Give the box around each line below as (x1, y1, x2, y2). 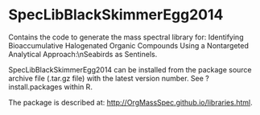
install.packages (8, 82, 63, 92)
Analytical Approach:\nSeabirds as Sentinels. (8, 49, 158, 59)
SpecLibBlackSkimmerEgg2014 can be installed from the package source (8, 64, 252, 74)
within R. (64, 82, 93, 92)
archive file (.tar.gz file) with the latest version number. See (8, 73, 204, 83)
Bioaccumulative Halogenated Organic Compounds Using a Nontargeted (8, 40, 250, 50)
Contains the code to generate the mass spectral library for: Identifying (8, 32, 244, 42)
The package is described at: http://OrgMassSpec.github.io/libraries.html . (8, 97, 253, 107)
